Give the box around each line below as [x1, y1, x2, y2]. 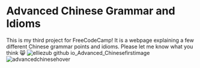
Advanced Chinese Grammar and [6, 4, 175, 18]
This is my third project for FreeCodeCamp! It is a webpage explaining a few [6, 36, 194, 44]
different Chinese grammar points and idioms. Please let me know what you [6, 43, 193, 50]
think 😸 [6, 49, 26, 56]
